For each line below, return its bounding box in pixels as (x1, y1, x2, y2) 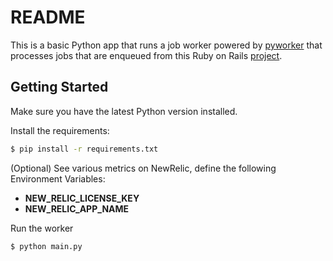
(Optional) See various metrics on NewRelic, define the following (10, 162, 277, 174)
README (10, 6, 86, 29)
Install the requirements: (10, 124, 110, 136)
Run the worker (10, 222, 74, 234)
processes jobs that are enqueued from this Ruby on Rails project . (10, 49, 283, 61)
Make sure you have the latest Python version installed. (10, 105, 238, 117)
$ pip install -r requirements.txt (10, 144, 159, 154)
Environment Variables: (10, 172, 106, 185)
